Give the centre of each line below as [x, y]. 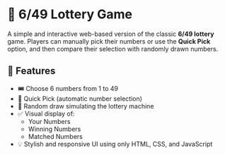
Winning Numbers [54, 129]
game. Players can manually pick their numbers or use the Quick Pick [109, 41]
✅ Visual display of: [46, 113]
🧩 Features [31, 71]
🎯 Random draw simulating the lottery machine [86, 106]
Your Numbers [49, 121]
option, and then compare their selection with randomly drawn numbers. [113, 49]
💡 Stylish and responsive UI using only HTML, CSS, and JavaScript [115, 144]
